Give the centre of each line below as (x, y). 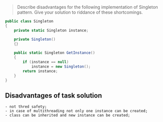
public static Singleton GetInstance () (55, 53)
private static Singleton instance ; (51, 30)
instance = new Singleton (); (61, 66)
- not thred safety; (26, 107)
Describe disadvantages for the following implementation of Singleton (87, 7)
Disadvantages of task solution (54, 95)
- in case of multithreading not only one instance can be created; (76, 111)
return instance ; (40, 71)
